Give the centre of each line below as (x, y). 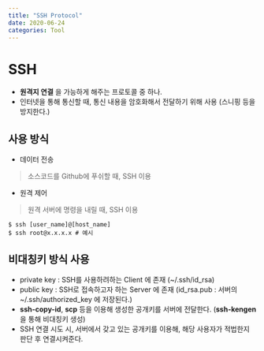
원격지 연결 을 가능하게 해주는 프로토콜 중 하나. (91, 92)
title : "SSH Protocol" (45, 15)
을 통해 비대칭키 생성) (52, 319)
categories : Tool (37, 30)
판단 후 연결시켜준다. (51, 338)
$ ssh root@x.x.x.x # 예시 (51, 233)
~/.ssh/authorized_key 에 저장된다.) (76, 299)
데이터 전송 (37, 159)
